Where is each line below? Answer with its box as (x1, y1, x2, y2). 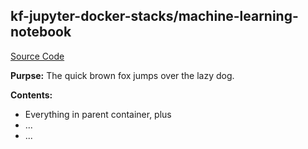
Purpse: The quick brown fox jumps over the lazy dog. (10, 69, 235, 81)
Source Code (10, 50, 65, 62)
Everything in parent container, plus (24, 108, 172, 120)
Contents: (10, 89, 53, 101)
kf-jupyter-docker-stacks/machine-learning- (10, 8, 299, 25)
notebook (10, 24, 72, 41)
